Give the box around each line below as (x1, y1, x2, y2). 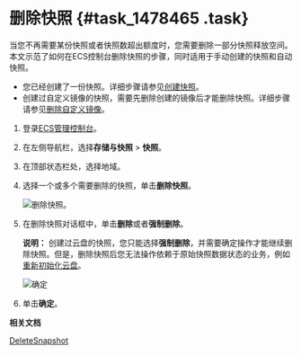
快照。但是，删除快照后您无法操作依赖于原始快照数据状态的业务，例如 (30, 248, 290, 259)
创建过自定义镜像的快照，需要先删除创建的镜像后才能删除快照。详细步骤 (22, 92, 290, 103)
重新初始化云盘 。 (22, 260, 86, 271)
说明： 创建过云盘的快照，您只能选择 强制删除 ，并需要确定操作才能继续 (22, 237, 285, 248)
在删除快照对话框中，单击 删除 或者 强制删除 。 (22, 217, 189, 229)
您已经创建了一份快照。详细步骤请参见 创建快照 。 (22, 81, 204, 92)
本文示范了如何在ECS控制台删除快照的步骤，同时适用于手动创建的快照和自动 (9, 50, 293, 61)
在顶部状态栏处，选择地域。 (22, 161, 126, 172)
